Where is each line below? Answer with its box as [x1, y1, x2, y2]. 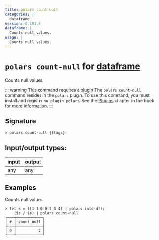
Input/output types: [5, 143, 67, 152]
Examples [5, 183, 36, 192]
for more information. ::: [5, 103, 53, 109]
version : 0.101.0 [5, 21, 41, 26]
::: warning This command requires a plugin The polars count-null [5, 87, 142, 93]
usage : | [5, 35, 23, 40]
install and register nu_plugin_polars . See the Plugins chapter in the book [5, 97, 155, 103]
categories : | [5, 12, 35, 17]
